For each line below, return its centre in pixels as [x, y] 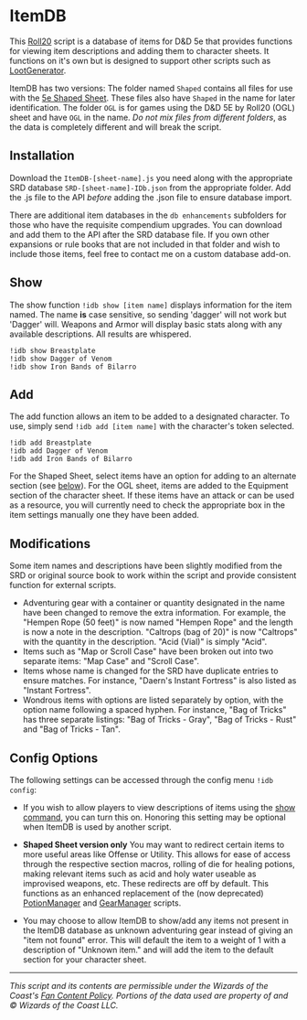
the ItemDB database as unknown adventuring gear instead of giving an [158, 930]
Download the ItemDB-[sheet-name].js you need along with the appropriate [151, 177]
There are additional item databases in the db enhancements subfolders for [148, 215]
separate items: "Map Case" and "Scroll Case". [111, 661]
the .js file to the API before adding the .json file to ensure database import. [151, 197]
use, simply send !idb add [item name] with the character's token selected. [152, 426]
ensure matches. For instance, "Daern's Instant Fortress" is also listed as [159, 681]
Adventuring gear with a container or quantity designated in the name [153, 603]
